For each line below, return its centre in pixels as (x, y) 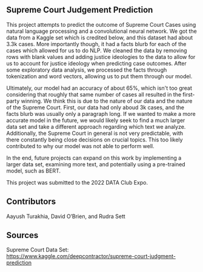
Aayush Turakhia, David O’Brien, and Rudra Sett (66, 216)
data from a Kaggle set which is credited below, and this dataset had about (100, 37)
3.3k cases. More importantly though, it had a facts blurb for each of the (96, 44)
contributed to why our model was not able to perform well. (80, 146)
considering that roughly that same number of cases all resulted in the (94, 94)
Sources (22, 235)
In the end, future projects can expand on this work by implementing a (94, 158)
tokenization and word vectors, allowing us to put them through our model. (99, 76)
